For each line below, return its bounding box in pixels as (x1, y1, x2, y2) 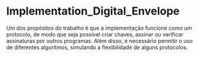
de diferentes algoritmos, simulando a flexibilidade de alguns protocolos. (6, 44, 188, 51)
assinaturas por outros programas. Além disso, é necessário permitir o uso (6, 37, 193, 44)
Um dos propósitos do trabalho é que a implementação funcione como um (6, 24, 192, 32)
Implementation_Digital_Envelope (6, 4, 180, 18)
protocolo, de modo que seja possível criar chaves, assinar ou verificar (6, 30, 184, 38)
